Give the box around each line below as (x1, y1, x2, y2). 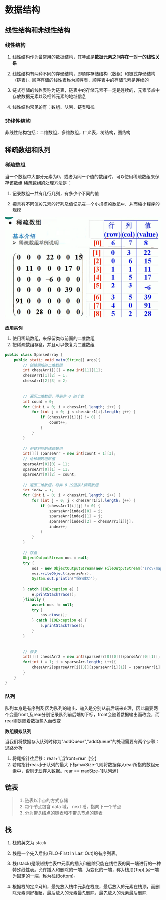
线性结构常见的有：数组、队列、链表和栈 (12, 104, 95, 110)
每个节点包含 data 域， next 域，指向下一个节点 (24, 804, 121, 810)
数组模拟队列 (5, 728, 31, 734)
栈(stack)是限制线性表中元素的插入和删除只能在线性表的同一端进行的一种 (12, 860, 161, 867)
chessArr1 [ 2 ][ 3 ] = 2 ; (23, 378, 68, 383)
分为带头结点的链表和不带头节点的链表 (24, 810, 103, 816)
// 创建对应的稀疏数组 (23, 446, 63, 451)
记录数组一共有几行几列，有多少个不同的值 (12, 190, 99, 196)
